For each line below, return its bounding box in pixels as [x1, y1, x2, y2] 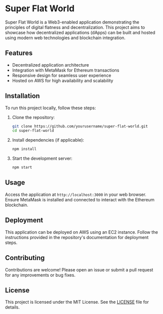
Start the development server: [12, 155, 73, 162]
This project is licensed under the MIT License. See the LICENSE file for [5, 299, 149, 305]
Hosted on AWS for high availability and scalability [12, 77, 114, 83]
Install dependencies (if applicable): [12, 137, 84, 143]
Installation [5, 92, 40, 100]
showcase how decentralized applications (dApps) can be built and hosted [5, 29, 155, 35]
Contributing [5, 254, 45, 262]
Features [5, 49, 33, 57]
